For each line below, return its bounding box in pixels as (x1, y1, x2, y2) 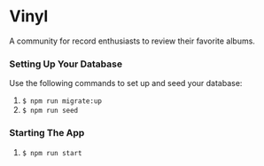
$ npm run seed (21, 107, 79, 115)
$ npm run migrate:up (21, 97, 102, 106)
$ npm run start (21, 148, 82, 157)
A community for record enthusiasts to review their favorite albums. (9, 36, 255, 46)
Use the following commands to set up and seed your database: (9, 78, 243, 89)
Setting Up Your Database (9, 58, 122, 70)
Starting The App (9, 127, 85, 139)
